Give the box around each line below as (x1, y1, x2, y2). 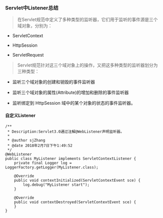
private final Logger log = (14, 160, 72, 165)
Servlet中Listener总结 (5, 4, 58, 11)
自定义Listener (5, 112, 36, 118)
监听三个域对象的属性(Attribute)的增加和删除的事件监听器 (12, 89, 129, 95)
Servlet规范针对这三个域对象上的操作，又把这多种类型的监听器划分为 (17, 62, 158, 68)
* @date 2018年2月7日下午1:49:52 (7, 143, 73, 148)
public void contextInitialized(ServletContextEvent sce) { (14, 178, 141, 183)
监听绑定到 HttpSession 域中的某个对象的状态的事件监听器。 (12, 100, 135, 106)
